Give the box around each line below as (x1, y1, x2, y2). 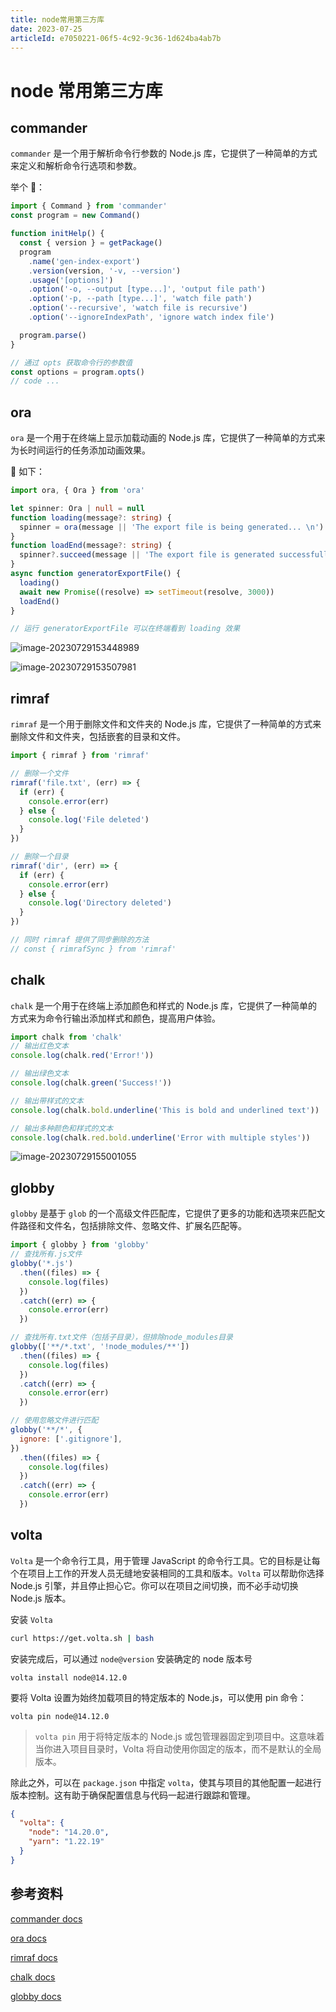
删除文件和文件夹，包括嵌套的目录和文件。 (10, 731, 186, 743)
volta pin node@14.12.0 (10, 1711, 110, 1721)
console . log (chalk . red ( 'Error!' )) (10, 1051, 155, 1061)
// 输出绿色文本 (10, 1069, 69, 1079)
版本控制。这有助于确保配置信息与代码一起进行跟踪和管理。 (10, 1789, 256, 1801)
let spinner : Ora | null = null (10, 503, 145, 513)
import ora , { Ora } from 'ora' (10, 486, 145, 496)
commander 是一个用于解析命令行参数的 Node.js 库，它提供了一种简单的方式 (10, 147, 318, 160)
